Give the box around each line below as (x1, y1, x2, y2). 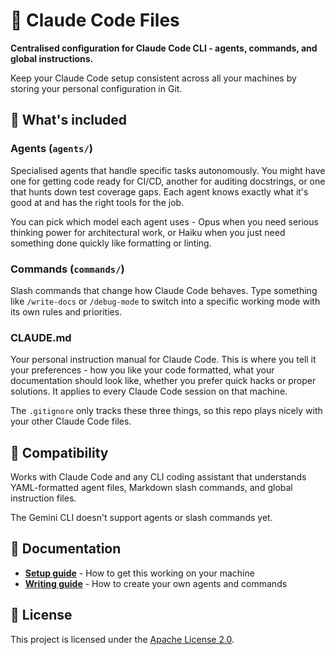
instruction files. (10, 492, 77, 504)
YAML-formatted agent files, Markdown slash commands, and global (10, 482, 293, 494)
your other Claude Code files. (10, 415, 132, 428)
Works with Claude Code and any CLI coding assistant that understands (10, 471, 307, 483)
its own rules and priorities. (10, 305, 123, 318)
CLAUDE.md (10, 330, 72, 344)
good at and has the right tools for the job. (10, 196, 185, 208)
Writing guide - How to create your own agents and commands (24, 577, 288, 589)
